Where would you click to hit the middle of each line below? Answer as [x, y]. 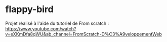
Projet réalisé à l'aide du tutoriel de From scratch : [57, 23]
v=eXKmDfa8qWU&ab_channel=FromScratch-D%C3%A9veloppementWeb [83, 34]
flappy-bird [30, 9]
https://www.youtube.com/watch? [41, 28]
